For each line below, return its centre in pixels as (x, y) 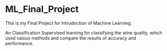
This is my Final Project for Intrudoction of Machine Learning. (69, 23)
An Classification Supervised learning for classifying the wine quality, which (84, 32)
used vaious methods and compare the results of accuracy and (71, 38)
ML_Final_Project (42, 9)
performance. (19, 43)
